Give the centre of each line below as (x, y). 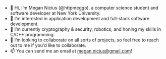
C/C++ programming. (32, 35)
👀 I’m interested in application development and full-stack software (80, 18)
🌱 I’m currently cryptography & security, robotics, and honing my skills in (86, 29)
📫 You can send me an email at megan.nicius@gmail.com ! (71, 51)
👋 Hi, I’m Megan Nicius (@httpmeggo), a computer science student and (84, 8)
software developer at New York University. (55, 13)
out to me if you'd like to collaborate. (48, 45)
